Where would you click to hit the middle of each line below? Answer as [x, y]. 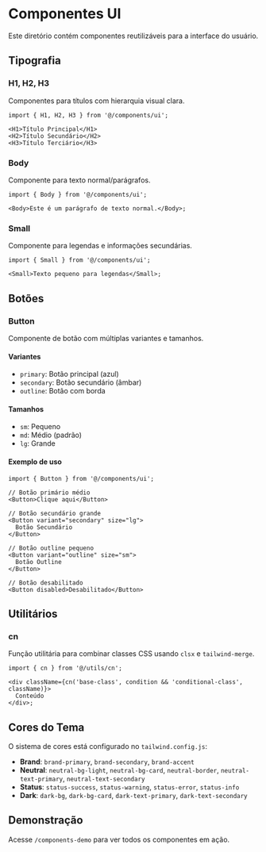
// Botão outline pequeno [51, 548]
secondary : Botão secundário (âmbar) [81, 382]
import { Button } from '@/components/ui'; [81, 478]
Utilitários [33, 614]
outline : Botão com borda [62, 391]
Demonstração [46, 821]
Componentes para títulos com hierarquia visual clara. [96, 101]
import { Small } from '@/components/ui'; [79, 260]
